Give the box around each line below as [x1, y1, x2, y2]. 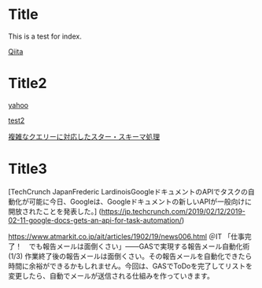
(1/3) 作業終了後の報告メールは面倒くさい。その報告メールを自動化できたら [8, 251, 253, 260]
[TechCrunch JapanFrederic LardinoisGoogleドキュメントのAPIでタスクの [8, 186, 248, 196]
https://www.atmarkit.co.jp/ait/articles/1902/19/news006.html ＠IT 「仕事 [8, 231, 245, 241]
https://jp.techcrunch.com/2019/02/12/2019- [101, 206, 246, 216]
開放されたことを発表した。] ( [8, 206, 102, 216]
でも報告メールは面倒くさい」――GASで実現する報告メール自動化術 [28, 242, 250, 251]
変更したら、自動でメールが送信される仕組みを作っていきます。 [8, 271, 214, 280]
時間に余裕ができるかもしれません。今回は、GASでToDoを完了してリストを [8, 261, 253, 271]
